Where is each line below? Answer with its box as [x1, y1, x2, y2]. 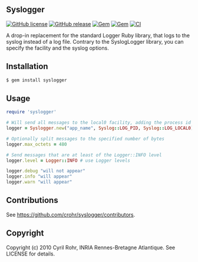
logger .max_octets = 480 [6, 141, 67, 147]
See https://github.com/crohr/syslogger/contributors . [6, 211, 136, 218]
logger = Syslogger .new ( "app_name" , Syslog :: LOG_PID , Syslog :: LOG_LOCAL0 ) [6, 125, 194, 132]
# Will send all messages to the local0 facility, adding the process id [6, 120, 192, 126]
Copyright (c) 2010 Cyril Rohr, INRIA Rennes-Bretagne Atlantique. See [6, 244, 176, 251]
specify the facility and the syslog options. [6, 44, 109, 51]
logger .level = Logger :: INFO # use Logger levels [6, 158, 131, 163]
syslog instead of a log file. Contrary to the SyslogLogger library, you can [6, 38, 184, 45]
